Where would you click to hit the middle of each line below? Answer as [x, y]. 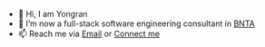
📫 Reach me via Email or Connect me [89, 33]
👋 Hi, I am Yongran [53, 14]
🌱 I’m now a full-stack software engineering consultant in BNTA [137, 23]
